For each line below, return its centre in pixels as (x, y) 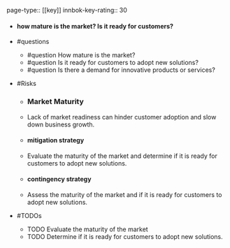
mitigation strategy (56, 140)
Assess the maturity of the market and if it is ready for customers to (124, 194)
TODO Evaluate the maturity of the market (87, 229)
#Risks (26, 84)
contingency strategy (59, 179)
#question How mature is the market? (81, 55)
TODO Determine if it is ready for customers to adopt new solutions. (125, 236)
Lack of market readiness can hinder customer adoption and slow (122, 117)
